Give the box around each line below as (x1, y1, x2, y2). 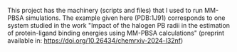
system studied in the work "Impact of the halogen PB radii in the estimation (7, 21, 230, 29)
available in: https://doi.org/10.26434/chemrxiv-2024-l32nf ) (7, 36, 184, 45)
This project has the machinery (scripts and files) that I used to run (7, 6, 203, 14)
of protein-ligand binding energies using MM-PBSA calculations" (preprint (7, 28, 225, 37)
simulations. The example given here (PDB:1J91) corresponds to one (25, 14, 226, 22)
